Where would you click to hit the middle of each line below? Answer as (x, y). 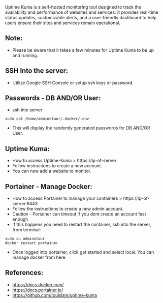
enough (20, 219)
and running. (25, 55)
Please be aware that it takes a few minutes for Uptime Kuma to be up (83, 50)
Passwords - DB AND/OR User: (53, 98)
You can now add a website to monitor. (52, 171)
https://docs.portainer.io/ (37, 290)
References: (24, 273)
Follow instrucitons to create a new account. (57, 166)
